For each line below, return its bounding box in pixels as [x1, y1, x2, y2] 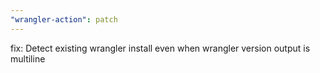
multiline [10, 52, 46, 65]
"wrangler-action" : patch [10, 14, 118, 25]
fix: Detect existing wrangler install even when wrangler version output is [10, 42, 311, 54]
